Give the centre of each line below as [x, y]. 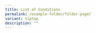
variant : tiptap [22, 18]
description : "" [22, 23]
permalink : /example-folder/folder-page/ [48, 14]
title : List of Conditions [33, 9]
